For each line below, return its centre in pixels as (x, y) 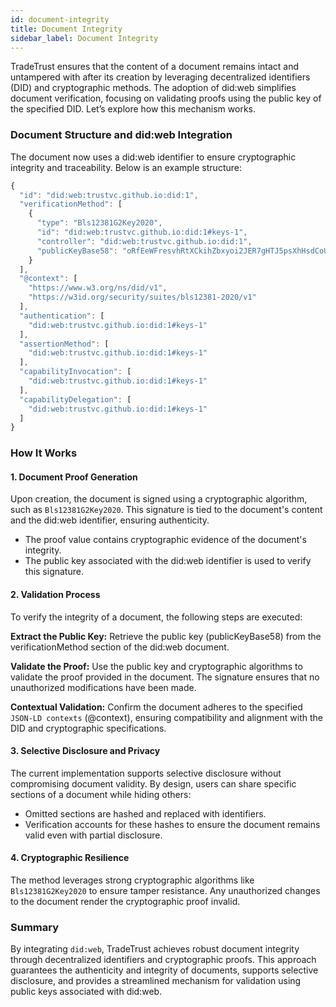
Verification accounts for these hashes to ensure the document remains (172, 824)
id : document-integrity (60, 19)
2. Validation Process (55, 595)
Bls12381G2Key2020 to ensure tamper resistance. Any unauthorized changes (165, 891)
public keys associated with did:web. (86, 992)
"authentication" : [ (62, 316)
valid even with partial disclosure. (93, 835)
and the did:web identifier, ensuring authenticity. (110, 520)
